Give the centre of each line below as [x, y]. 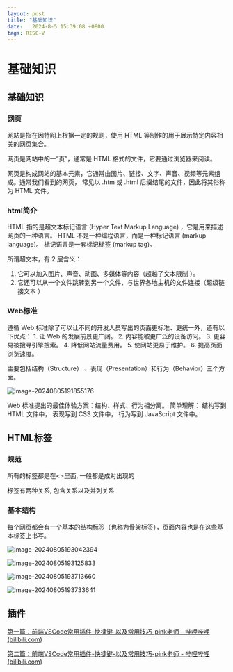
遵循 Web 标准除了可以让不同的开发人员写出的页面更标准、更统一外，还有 [113, 327]
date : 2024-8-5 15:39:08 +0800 [56, 26]
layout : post [26, 14]
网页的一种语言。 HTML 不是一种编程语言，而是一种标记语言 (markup [107, 236]
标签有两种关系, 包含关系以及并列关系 [61, 491]
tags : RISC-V [26, 33]
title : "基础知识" [32, 20]
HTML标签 [30, 438]
